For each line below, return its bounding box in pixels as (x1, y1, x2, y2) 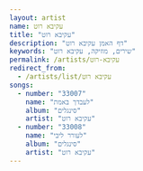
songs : (9, 81, 34, 90)
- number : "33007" (17, 89, 87, 98)
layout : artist (9, 13, 67, 23)
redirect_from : (9, 64, 67, 73)
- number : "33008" (17, 123, 87, 132)
